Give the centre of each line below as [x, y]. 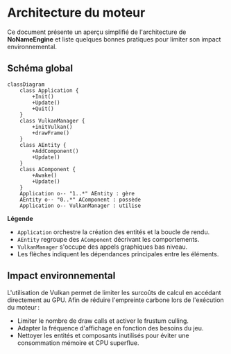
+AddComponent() [55, 151]
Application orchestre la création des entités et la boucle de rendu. [113, 232]
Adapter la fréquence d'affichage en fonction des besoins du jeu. [110, 328]
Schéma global [40, 68]
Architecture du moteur [76, 13]
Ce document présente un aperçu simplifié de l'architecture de [97, 32]
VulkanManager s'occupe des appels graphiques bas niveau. [102, 247]
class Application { [49, 90]
